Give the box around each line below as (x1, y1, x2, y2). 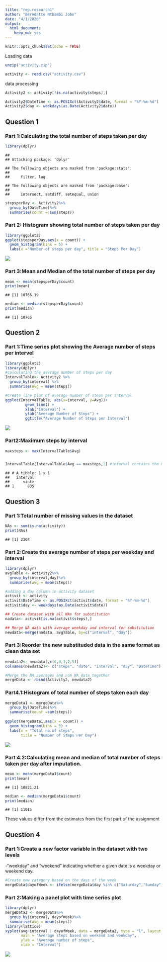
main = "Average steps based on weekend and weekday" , (20, 933, 137, 938)
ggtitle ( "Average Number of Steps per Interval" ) (25, 416, 130, 421)
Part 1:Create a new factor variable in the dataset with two (5, 845, 148, 852)
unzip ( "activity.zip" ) (5, 63, 52, 68)
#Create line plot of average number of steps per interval (5, 393, 133, 398)
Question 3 (5, 497, 40, 506)
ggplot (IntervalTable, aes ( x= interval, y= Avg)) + (5, 397, 108, 403)
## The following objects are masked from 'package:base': (5, 183, 130, 188)
